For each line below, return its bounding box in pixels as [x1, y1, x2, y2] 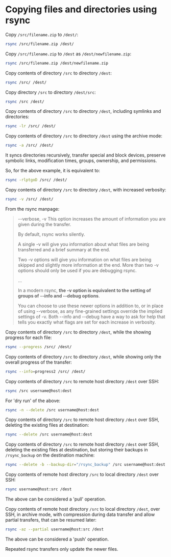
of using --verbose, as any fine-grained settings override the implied [17, 308, 163, 314]
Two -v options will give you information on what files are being [17, 256, 152, 263]
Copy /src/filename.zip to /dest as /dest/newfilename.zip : [5, 50, 132, 57]
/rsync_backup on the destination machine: [5, 452, 95, 459]
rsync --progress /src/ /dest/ [5, 344, 72, 349]
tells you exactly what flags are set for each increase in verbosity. [17, 319, 156, 325]
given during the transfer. [17, 221, 71, 227]
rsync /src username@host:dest [5, 388, 72, 393]
